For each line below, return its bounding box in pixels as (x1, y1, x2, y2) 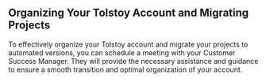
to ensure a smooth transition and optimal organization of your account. (8, 65, 243, 74)
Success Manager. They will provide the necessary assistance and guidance (8, 56, 259, 65)
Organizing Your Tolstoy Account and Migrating (8, 6, 249, 20)
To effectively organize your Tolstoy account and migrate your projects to (8, 39, 249, 49)
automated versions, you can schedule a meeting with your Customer (8, 47, 236, 58)
